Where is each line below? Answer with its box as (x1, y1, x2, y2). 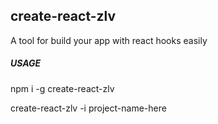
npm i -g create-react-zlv (10, 82, 115, 94)
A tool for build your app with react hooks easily (10, 34, 208, 46)
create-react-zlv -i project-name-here (10, 102, 167, 114)
